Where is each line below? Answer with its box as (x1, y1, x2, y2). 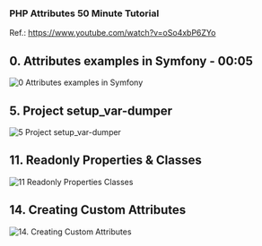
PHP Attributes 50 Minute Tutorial (9, 7, 160, 20)
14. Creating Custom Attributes (9, 202, 187, 217)
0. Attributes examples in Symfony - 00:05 (9, 53, 254, 69)
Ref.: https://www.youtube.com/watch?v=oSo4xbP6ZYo (9, 28, 216, 38)
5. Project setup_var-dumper (9, 103, 173, 118)
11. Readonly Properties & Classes (9, 153, 202, 168)
